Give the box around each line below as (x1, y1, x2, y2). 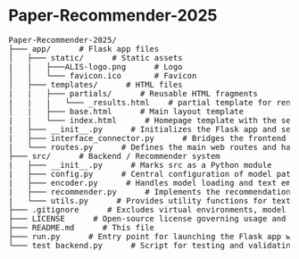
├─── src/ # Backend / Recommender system (8, 151, 220, 161)
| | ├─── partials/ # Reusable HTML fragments (8, 88, 258, 98)
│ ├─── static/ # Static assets (8, 53, 183, 63)
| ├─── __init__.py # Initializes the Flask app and (8, 124, 278, 134)
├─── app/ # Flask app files (8, 44, 160, 54)
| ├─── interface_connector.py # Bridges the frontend (8, 133, 287, 143)
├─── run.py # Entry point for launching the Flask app (8, 231, 282, 241)
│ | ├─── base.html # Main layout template (8, 106, 245, 116)
